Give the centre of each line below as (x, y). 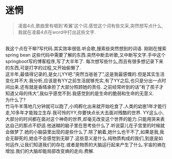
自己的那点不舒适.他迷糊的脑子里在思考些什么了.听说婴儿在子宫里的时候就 (87, 125)
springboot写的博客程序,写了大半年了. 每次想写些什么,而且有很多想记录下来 (84, 61)
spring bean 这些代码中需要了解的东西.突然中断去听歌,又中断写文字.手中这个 (85, 55)
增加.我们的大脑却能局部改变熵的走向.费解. (50, 151)
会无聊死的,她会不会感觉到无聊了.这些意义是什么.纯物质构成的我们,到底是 (82, 138)
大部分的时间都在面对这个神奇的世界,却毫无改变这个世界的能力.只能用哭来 (83, 119)
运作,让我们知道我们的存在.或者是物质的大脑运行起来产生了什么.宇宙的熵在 (88, 145)
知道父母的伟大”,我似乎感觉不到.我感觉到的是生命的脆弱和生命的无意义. (80, 93)
